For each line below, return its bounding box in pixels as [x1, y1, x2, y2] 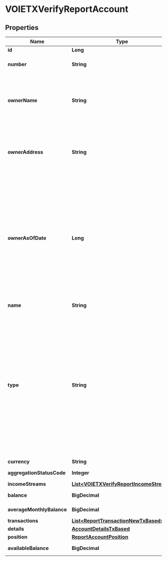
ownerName [7, 97, 38, 104]
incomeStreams [7, 481, 46, 487]
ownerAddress [7, 148, 43, 155]
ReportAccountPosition [72, 534, 128, 540]
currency [7, 458, 30, 465]
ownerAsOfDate [7, 235, 47, 241]
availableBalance [7, 545, 49, 552]
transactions [7, 517, 38, 524]
